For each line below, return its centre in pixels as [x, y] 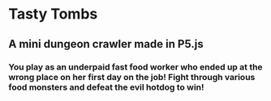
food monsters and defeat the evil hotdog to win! [106, 87]
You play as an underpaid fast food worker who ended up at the [135, 67]
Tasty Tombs [53, 14]
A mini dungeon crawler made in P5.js [106, 44]
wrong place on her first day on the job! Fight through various [132, 77]
